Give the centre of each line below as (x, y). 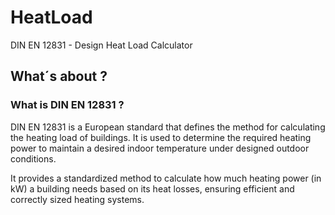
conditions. (33, 158)
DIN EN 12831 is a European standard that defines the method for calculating (168, 127)
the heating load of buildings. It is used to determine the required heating (161, 137)
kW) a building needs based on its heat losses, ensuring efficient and (152, 188)
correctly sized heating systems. (77, 199)
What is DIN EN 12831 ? (67, 105)
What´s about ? (59, 76)
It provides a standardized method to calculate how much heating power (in (166, 178)
